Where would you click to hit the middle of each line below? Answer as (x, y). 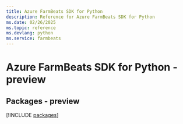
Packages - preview (43, 101)
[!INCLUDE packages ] (32, 115)
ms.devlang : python (30, 33)
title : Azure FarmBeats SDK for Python (54, 11)
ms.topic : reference (31, 28)
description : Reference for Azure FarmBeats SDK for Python (81, 17)
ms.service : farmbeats (34, 38)
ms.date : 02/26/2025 (31, 22)
